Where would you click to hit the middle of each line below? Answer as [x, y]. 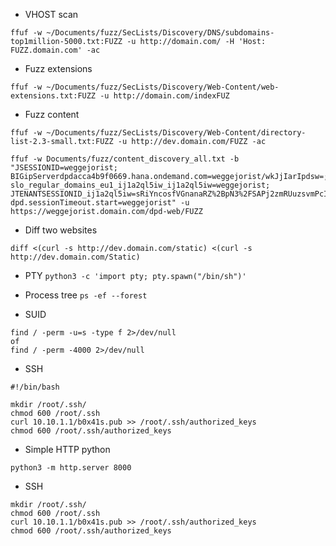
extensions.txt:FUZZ [53, 96]
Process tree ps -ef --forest [86, 295]
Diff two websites [61, 230]
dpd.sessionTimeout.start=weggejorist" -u [100, 203]
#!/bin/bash [35, 387]
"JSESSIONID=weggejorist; [64, 168]
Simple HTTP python [67, 449]
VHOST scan [51, 14]
